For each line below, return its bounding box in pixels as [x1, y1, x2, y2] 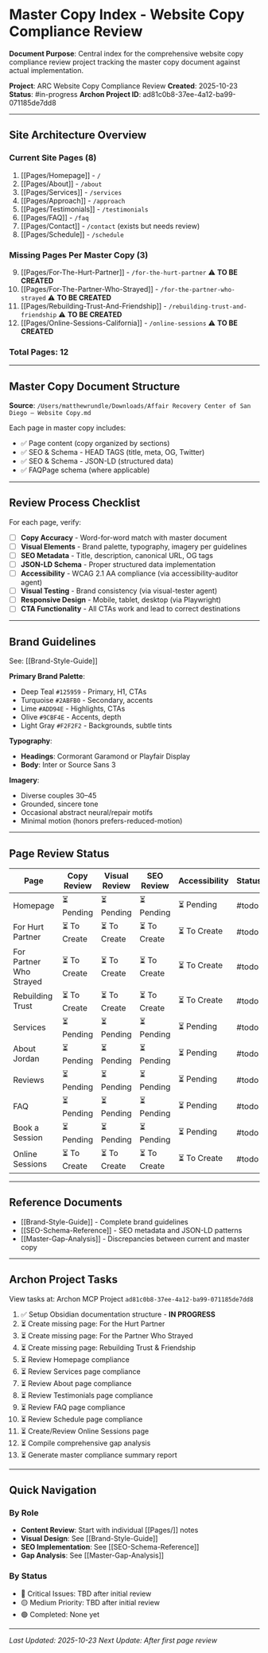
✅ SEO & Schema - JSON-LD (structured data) [20, 456, 174, 466]
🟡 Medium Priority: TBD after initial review [20, 1597, 160, 1607]
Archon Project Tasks [9, 1273, 118, 1286]
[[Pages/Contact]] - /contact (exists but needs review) [20, 221, 200, 231]
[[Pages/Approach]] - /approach [20, 196, 126, 205]
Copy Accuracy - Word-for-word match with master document [20, 533, 227, 542]
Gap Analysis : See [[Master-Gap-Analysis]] [20, 1550, 165, 1560]
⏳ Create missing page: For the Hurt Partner [20, 1318, 165, 1329]
